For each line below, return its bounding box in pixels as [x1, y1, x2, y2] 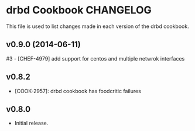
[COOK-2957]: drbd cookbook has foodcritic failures [14, 87, 142, 94]
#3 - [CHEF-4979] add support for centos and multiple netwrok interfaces [6, 55, 185, 62]
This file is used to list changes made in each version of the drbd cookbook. [6, 23, 189, 30]
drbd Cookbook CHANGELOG [6, 3, 152, 17]
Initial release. [14, 120, 49, 127]
